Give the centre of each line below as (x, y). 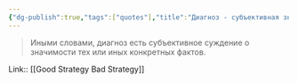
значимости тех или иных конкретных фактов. (118, 52)
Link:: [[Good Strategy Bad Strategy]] (77, 69)
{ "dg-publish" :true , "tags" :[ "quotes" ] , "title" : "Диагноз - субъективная (144, 17)
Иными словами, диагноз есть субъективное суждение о (140, 42)
